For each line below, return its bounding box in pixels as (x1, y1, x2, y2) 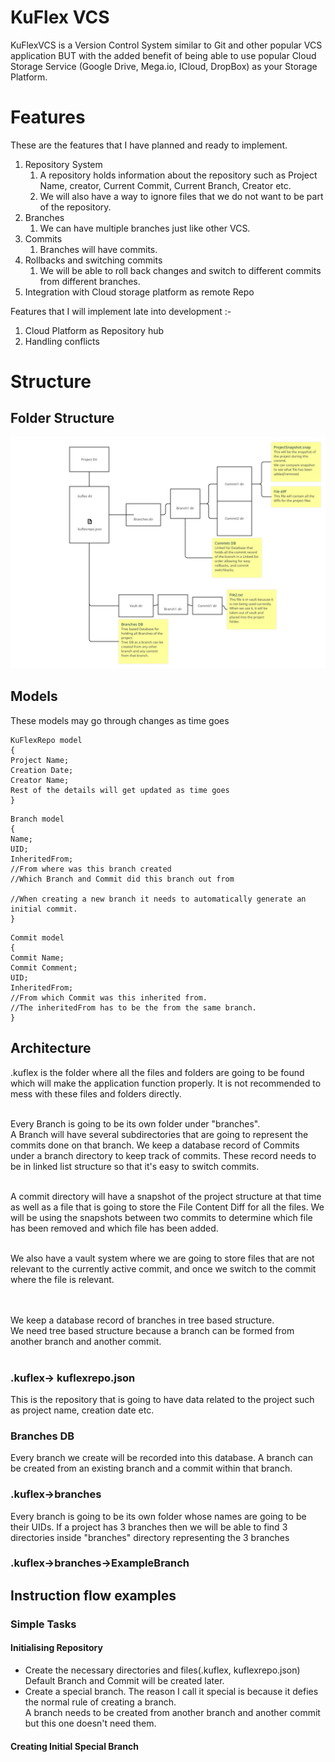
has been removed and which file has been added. (10, 1222, 219, 1234)
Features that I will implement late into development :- (10, 305, 232, 317)
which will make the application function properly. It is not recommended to (10, 1077, 322, 1089)
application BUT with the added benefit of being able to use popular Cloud (10, 49, 317, 61)
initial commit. (10, 904, 78, 914)
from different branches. (39, 275, 141, 287)
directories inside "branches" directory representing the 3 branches (10, 1531, 290, 1543)
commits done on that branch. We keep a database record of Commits (10, 1139, 300, 1151)
